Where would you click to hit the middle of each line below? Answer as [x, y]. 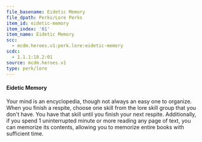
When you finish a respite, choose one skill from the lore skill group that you [101, 107]
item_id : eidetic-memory [38, 23]
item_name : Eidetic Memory [40, 35]
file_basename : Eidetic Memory [46, 12]
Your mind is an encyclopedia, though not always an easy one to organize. [99, 101]
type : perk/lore [27, 68]
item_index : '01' [28, 29]
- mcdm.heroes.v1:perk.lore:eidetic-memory [67, 46]
